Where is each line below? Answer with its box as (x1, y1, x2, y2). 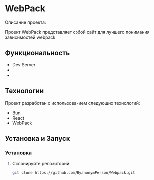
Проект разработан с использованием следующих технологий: (5, 100, 140, 106)
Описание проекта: (5, 19, 46, 25)
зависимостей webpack (5, 34, 56, 40)
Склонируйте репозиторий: (12, 161, 71, 167)
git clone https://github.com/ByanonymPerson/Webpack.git (12, 170, 135, 175)
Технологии (5, 87, 44, 95)
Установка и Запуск (5, 134, 70, 143)
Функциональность (5, 49, 70, 57)
